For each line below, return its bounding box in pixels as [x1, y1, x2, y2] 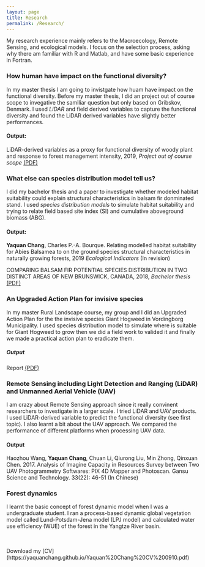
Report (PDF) [6, 364, 40, 371]
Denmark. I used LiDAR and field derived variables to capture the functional [6, 105, 197, 113]
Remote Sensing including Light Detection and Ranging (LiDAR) [6, 379, 198, 388]
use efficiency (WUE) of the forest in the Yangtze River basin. [6, 522, 161, 530]
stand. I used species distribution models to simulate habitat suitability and [6, 201, 195, 209]
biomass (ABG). [6, 214, 46, 221]
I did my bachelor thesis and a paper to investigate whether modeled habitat [6, 188, 199, 196]
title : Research [6, 15, 48, 21]
